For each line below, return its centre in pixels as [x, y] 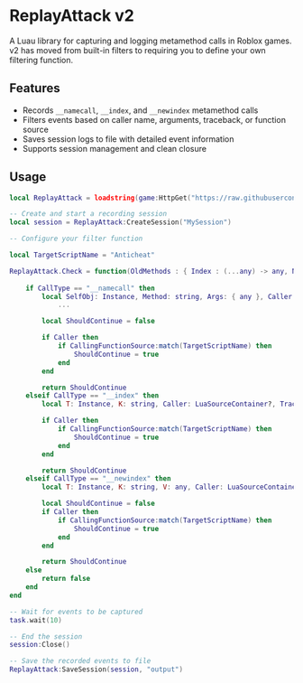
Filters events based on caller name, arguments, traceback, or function [154, 119]
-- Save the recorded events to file [80, 661]
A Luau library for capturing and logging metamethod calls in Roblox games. [151, 41]
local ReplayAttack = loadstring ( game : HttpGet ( [101, 198]
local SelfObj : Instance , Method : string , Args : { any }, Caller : [169, 296]
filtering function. [41, 60]
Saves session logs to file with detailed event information [128, 139]
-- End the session [46, 636]
